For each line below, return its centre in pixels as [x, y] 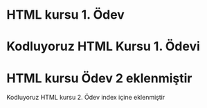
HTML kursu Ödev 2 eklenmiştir [99, 78]
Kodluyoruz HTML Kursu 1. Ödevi [103, 47]
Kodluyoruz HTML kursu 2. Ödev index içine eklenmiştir [86, 98]
